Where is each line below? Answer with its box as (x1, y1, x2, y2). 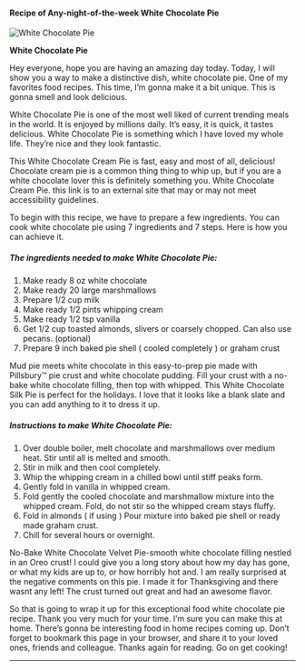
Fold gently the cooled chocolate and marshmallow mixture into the (22, 491, 275, 502)
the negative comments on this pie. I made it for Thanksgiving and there (9, 576, 279, 587)
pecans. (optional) (22, 333, 92, 345)
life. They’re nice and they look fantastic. (9, 138, 162, 149)
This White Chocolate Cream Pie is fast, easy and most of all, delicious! (9, 155, 276, 167)
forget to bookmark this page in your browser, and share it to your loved (9, 633, 279, 644)
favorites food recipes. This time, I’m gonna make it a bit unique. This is (9, 82, 276, 93)
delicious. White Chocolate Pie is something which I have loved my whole (9, 128, 284, 140)
